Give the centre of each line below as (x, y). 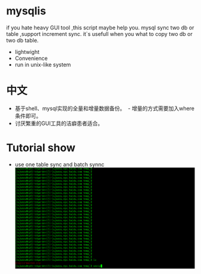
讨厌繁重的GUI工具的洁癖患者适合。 (59, 123)
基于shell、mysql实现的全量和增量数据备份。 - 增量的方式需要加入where (105, 108)
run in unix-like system (43, 65)
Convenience (31, 58)
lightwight (27, 51)
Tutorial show (41, 148)
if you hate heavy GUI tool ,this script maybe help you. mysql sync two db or (100, 28)
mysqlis (26, 11)
